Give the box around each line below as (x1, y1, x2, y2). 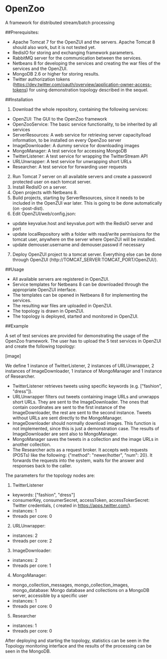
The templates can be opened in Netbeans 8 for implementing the (12, 292, 148, 298)
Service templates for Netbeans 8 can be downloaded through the (12, 281, 149, 287)
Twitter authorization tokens (12, 76, 70, 82)
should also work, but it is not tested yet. (12, 44, 96, 50)
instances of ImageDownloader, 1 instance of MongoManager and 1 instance (5, 368, 162, 374)
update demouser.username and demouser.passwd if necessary (12, 241, 145, 248)
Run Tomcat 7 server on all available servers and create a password (12, 173, 152, 179)
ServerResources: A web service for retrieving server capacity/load (12, 132, 151, 138)
